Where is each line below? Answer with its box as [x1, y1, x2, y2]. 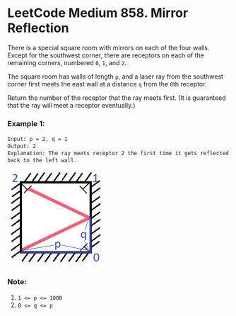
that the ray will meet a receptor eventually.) [7, 101, 136, 109]
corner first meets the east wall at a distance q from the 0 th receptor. [7, 79, 207, 88]
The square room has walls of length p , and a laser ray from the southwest [7, 72, 224, 81]
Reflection [7, 20, 69, 36]
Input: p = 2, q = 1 [7, 136, 69, 143]
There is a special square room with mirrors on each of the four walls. [7, 43, 210, 52]
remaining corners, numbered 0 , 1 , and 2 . [7, 58, 127, 67]
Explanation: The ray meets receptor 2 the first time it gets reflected [7, 150, 230, 157]
